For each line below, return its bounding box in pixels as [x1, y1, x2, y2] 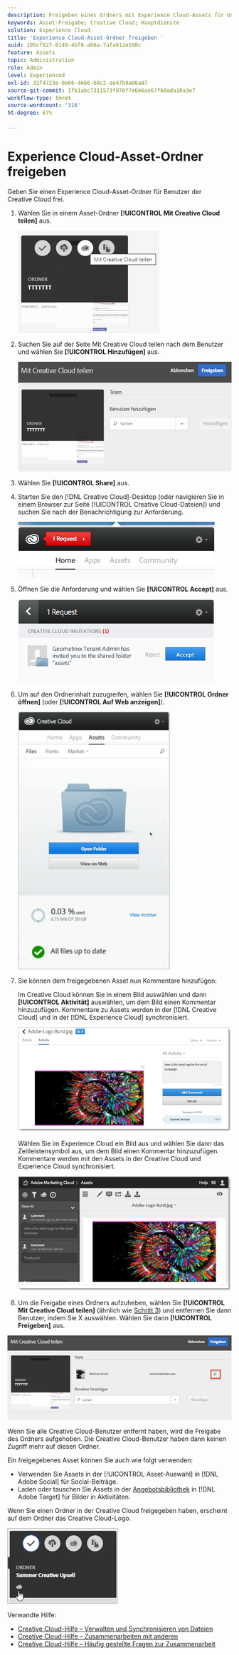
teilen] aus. [17, 216, 52, 225]
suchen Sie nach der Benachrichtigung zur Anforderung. [17, 507, 184, 517]
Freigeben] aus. [17, 1321, 65, 1330]
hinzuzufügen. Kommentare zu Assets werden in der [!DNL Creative [17, 1006, 217, 1014]
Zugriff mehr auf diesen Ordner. [7, 1442, 101, 1450]
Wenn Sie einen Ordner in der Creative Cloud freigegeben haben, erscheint [7, 1506, 228, 1514]
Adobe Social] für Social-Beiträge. [17, 1477, 119, 1486]
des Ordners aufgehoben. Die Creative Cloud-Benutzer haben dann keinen [7, 1434, 226, 1443]
